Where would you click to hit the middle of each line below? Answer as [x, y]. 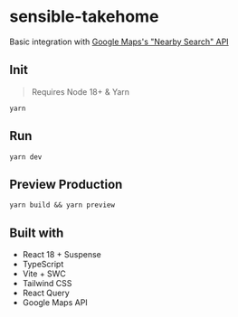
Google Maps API [55, 303]
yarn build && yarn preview [62, 205]
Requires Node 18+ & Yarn [80, 91]
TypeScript [43, 265]
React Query [46, 293]
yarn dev [26, 157]
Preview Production [66, 184]
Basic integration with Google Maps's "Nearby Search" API [119, 42]
